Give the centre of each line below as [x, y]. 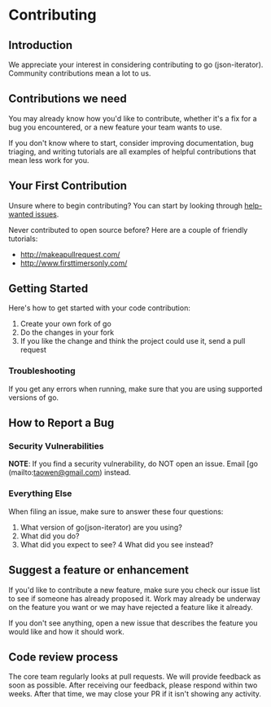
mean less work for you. [49, 160]
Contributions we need [68, 99]
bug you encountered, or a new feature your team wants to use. [115, 127]
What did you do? [50, 536]
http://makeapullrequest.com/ [70, 254]
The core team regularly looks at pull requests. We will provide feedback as [135, 677]
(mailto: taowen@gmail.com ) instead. [70, 472]
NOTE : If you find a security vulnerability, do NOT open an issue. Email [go [133, 464]
